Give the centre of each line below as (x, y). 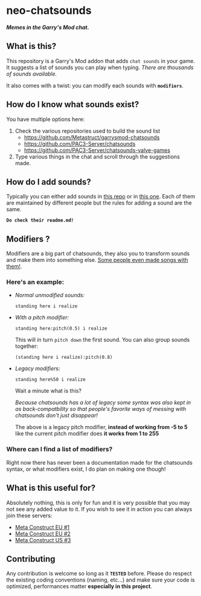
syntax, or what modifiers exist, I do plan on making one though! (86, 469)
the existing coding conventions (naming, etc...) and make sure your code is (101, 580)
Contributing (31, 559)
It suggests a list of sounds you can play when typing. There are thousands (100, 67)
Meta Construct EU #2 (43, 534)
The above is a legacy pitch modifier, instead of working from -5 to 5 (101, 427)
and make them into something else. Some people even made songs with (97, 260)
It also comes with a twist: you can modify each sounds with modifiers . (95, 85)
